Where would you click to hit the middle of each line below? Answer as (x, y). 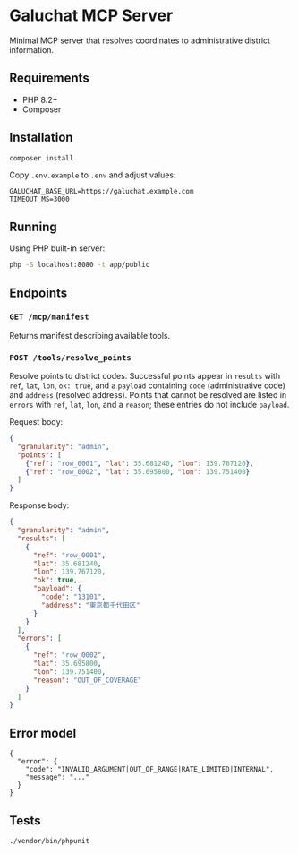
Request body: (36, 422)
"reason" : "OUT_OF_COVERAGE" (87, 680)
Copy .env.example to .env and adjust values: (93, 175)
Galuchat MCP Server (91, 16)
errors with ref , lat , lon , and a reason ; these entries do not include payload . (149, 405)
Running (34, 226)
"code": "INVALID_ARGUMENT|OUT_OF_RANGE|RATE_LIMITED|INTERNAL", (150, 770)
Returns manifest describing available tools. (90, 335)
